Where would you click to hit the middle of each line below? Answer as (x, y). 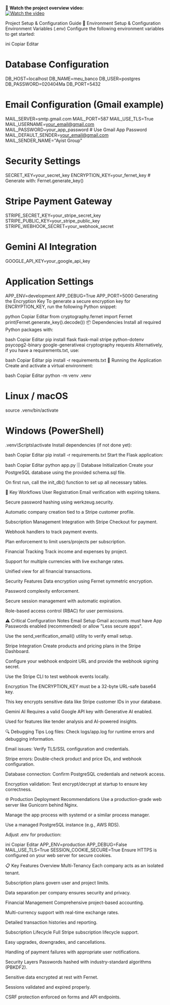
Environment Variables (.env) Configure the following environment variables (85, 29)
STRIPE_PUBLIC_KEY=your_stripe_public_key (53, 221)
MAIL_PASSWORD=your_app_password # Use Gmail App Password (76, 130)
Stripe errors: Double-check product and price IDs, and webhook (74, 759)
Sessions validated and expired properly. (48, 987)
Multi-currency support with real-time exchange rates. (62, 912)
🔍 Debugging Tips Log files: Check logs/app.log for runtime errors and (80, 732)
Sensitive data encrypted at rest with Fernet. (52, 977)
